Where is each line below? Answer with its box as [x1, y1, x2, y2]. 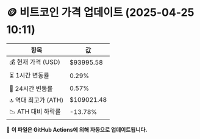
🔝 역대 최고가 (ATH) [9, 96, 64, 104]
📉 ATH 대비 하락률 [9, 107, 61, 116]
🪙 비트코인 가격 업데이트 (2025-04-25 [6, 5, 195, 20]
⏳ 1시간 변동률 [9, 71, 50, 79]
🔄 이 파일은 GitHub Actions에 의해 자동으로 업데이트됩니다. [6, 126, 148, 133]
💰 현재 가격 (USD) [9, 57, 61, 66]
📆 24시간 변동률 [9, 84, 53, 93]
